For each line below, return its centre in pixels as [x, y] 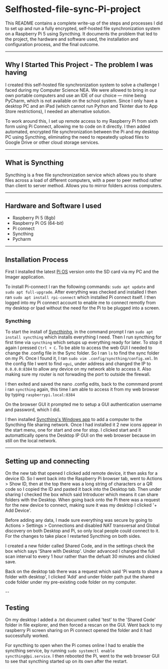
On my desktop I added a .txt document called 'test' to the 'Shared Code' [80, 620]
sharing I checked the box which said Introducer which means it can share [82, 495]
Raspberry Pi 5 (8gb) [34, 218]
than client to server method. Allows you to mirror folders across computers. [84, 185]
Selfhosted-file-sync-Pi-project [73, 9]
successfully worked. [27, 636]
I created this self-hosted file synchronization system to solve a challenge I [82, 85]
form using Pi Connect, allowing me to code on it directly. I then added [78, 126]
